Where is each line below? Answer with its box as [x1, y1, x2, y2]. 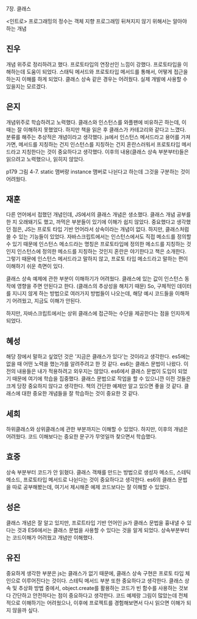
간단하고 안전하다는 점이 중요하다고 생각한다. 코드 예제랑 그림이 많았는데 [12, 592, 178, 599]
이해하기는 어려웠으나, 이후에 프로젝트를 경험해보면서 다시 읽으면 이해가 [21, 599, 185, 606]
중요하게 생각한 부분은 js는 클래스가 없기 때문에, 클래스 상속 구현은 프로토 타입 [6, 569, 184, 577]
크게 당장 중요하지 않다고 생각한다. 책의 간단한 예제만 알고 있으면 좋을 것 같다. [6, 382, 183, 389]
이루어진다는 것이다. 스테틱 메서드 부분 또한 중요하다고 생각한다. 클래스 [21, 577, 183, 584]
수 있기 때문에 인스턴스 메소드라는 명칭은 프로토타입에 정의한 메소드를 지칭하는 [6, 241, 185, 248]
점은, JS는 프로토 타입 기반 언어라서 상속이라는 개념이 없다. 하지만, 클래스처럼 [12, 226, 189, 233]
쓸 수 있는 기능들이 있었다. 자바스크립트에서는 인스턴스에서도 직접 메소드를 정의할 [6, 233, 192, 240]
